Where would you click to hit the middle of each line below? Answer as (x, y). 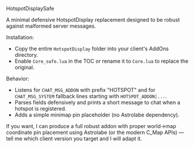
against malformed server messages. (51, 26)
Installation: (20, 37)
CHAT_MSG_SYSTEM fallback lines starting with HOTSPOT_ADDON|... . (91, 96)
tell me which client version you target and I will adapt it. (74, 139)
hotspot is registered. (40, 109)
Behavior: (18, 79)
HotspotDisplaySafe (30, 8)
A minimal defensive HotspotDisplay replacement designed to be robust (93, 20)
